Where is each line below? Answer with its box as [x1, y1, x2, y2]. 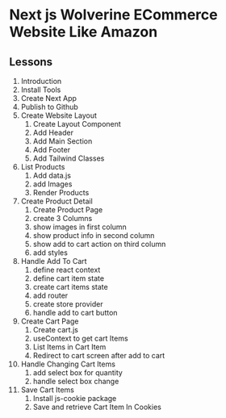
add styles [32, 248, 68, 257]
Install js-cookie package [32, 394, 117, 403]
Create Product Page [32, 205, 103, 215]
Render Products [32, 188, 90, 197]
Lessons [9, 55, 53, 69]
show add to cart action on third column [32, 240, 166, 249]
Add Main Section [32, 136, 93, 146]
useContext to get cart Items [32, 333, 128, 343]
